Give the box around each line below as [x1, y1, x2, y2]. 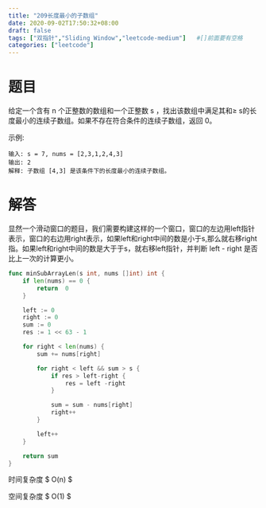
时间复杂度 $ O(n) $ [8, 475, 73, 484]
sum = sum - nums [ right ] [50, 401, 133, 409]
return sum [22, 451, 59, 460]
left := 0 [22, 306, 56, 315]
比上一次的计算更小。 [8, 254, 78, 263]
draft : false [8, 26, 52, 34]
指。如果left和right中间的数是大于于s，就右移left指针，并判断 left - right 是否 [8, 244, 258, 253]
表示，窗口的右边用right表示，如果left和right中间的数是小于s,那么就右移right [8, 234, 257, 243]
